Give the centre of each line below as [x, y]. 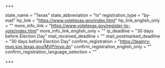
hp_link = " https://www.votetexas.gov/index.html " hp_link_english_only [88, 20]
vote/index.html [21, 31]
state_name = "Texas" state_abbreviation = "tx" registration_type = [73, 15]
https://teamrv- [135, 41]
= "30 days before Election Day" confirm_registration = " [63, 41]
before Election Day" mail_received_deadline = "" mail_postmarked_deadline [82, 36]
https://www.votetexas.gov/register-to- [91, 26]
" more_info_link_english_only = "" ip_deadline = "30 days [95, 31]
